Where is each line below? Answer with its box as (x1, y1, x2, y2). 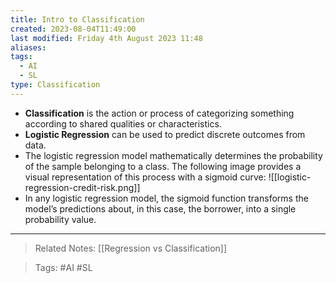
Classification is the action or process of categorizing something (24, 107, 295, 119)
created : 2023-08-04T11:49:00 (10, 24, 137, 34)
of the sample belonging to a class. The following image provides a (24, 160, 302, 172)
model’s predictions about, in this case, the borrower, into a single (24, 202, 297, 215)
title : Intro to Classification (10, 14, 145, 25)
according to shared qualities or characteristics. (24, 117, 222, 130)
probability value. (24, 213, 97, 225)
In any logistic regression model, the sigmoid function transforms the (24, 192, 309, 204)
